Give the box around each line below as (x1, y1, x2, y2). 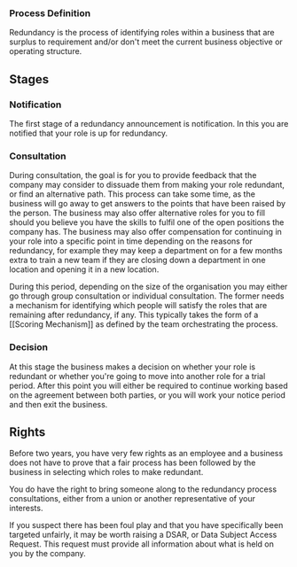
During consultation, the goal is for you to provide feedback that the (9, 170, 257, 181)
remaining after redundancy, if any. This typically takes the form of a (9, 309, 259, 321)
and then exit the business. (9, 399, 108, 409)
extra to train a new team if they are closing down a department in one (9, 255, 266, 266)
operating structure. (9, 46, 82, 57)
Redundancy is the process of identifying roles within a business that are (9, 27, 275, 38)
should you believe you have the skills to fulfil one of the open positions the (9, 217, 285, 228)
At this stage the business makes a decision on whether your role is (9, 361, 256, 372)
